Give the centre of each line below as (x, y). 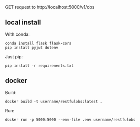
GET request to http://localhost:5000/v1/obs (50, 7)
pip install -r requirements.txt (39, 66)
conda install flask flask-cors (38, 43)
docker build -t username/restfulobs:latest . (54, 102)
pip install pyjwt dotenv (32, 48)
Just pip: (14, 56)
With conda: (17, 34)
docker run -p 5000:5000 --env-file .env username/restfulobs (70, 120)
